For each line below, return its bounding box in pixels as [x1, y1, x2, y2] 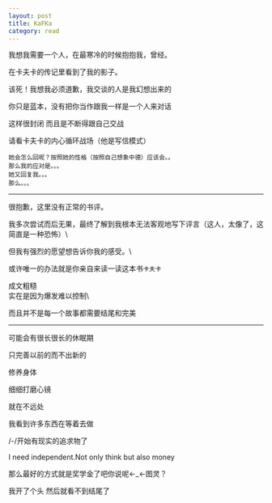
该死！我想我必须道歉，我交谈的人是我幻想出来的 [8, 84, 172, 94]
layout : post [8, 11, 53, 20]
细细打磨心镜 [8, 385, 51, 395]
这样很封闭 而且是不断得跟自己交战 [8, 119, 124, 129]
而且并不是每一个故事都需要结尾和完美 [8, 308, 136, 318]
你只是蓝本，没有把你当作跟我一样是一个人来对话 [8, 102, 172, 112]
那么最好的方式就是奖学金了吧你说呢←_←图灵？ [8, 469, 168, 479]
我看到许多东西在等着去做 [8, 419, 94, 429]
